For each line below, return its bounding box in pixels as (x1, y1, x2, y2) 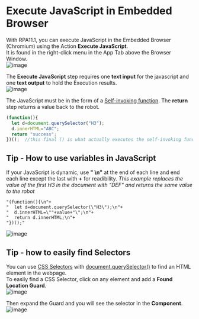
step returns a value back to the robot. (6, 103, 99, 110)
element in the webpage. (6, 269, 67, 276)
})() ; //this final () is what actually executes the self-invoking (6, 137, 182, 143)
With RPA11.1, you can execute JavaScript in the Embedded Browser (6, 36, 172, 43)
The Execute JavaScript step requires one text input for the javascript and (6, 73, 190, 80)
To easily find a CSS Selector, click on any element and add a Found (6, 275, 173, 282)
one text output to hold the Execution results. (6, 79, 117, 86)
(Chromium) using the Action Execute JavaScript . (6, 43, 129, 50)
